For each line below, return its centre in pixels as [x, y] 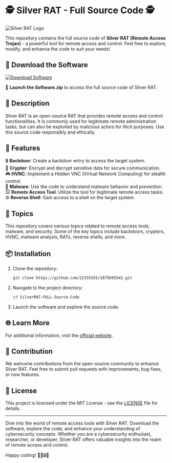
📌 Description [27, 103]
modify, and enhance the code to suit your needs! [58, 49]
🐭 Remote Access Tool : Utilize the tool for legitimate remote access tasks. [84, 192]
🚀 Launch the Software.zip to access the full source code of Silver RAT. [81, 87]
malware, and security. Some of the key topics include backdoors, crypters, [85, 231]
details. [13, 409]
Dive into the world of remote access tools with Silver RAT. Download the [82, 423]
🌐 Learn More [28, 323]
